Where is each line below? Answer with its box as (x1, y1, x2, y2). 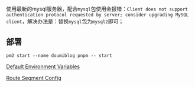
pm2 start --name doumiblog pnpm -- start (6, 53, 112, 59)
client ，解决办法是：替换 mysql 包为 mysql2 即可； (6, 18, 124, 25)
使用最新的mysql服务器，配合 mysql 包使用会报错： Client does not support (6, 5, 188, 12)
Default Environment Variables (6, 63, 80, 70)
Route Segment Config (6, 75, 62, 82)
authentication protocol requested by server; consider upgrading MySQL (6, 12, 189, 18)
